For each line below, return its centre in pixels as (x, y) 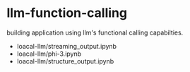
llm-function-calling (67, 13)
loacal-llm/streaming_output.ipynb (67, 46)
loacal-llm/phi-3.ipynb (49, 54)
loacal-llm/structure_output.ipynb (65, 61)
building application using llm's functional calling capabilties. (95, 32)
